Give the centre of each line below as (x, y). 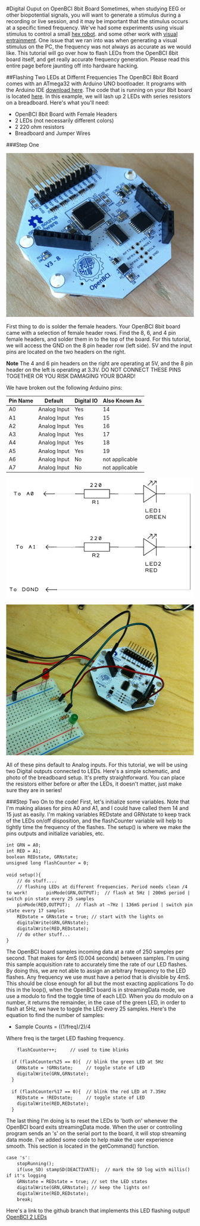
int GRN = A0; (24, 845)
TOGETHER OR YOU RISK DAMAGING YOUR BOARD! (71, 376)
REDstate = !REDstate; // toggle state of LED (81, 1098)
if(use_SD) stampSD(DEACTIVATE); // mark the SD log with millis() (104, 1170)
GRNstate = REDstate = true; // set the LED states (82, 1182)
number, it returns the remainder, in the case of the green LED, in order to (96, 1003)
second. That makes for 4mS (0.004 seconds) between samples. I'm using (98, 958)
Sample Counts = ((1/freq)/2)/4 (53, 1027)
